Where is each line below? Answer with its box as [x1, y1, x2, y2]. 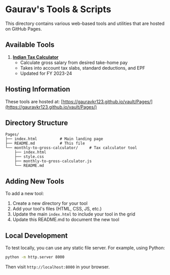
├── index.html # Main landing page [5, 136, 103, 142]
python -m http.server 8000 [5, 255, 65, 260]
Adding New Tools [5, 177, 64, 186]
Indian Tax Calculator [12, 54, 59, 60]
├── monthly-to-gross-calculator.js [14, 159, 92, 164]
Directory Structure [5, 118, 69, 127]
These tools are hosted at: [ [5, 98, 63, 105]
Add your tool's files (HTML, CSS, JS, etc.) [12, 206, 102, 212]
